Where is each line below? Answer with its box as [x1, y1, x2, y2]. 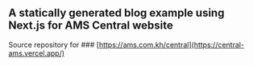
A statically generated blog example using [8, 6, 225, 20]
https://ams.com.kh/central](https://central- [98, 40, 244, 49]
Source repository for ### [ [8, 40, 99, 49]
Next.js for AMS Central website [8, 19, 173, 33]
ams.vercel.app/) [8, 48, 65, 58]
